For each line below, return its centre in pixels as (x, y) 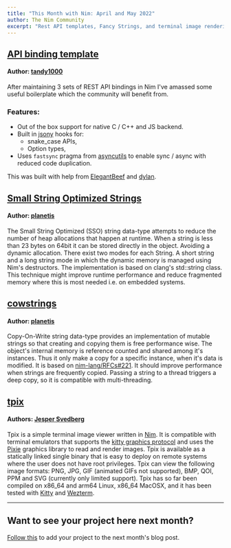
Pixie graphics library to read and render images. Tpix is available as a (106, 449)
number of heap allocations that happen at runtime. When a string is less (110, 238)
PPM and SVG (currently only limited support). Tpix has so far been (102, 479)
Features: (23, 112)
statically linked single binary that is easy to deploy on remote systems (107, 457)
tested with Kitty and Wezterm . (51, 493)
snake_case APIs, (52, 141)
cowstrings (32, 304)
